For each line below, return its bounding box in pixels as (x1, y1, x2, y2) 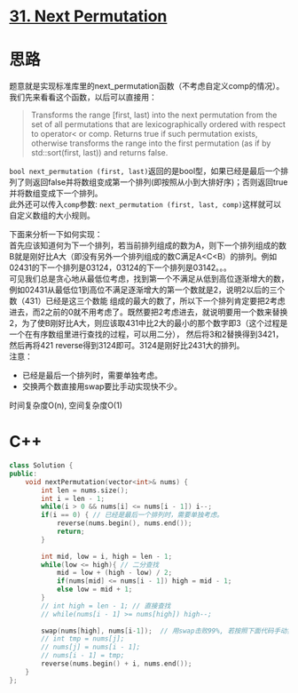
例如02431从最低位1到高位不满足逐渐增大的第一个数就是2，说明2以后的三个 (9, 284, 286, 295)
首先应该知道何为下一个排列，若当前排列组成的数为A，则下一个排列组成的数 (9, 240, 286, 251)
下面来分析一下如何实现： (9, 229, 103, 240)
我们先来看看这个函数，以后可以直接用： (9, 92, 157, 103)
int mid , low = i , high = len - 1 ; (41, 552, 173, 561)
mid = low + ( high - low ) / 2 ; (56, 569, 173, 577)
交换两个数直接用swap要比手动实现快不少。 (21, 381, 183, 392)
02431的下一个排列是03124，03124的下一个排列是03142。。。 (9, 262, 232, 273)
